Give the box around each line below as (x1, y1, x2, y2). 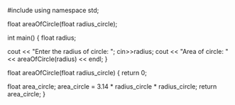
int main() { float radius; (7, 33, 77, 42)
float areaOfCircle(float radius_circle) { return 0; (7, 69, 147, 77)
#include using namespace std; (7, 6, 99, 14)
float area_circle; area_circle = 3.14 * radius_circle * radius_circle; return (7, 82, 217, 91)
